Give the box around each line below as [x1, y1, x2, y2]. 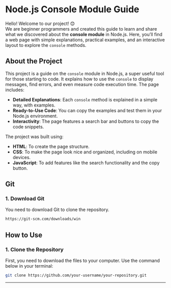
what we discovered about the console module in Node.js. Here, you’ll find [5, 31, 163, 37]
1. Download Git [5, 195, 45, 202]
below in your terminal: [5, 263, 53, 269]
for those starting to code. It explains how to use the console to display [5, 75, 154, 82]
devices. [12, 154, 31, 160]
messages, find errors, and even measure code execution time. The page [5, 81, 159, 87]
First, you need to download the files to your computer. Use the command [5, 257, 160, 264]
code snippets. [12, 123, 44, 129]
